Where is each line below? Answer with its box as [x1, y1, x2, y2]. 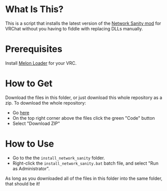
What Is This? [5, 4, 64, 15]
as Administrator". [12, 165, 50, 171]
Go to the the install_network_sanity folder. [12, 155, 105, 161]
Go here [12, 110, 30, 116]
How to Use [5, 138, 54, 150]
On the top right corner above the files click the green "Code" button [12, 115, 155, 121]
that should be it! [5, 180, 40, 186]
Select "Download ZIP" [12, 120, 60, 126]
